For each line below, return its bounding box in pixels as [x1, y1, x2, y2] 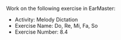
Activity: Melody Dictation [14, 16, 78, 23]
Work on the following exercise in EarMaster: [6, 5, 116, 12]
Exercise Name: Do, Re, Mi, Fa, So [14, 23, 98, 29]
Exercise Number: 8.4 [14, 28, 68, 35]
